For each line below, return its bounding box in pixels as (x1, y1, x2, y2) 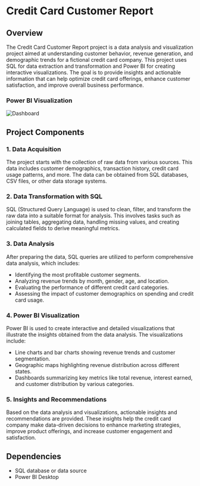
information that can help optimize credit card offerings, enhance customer (6, 76, 190, 82)
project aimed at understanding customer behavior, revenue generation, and (6, 50, 193, 57)
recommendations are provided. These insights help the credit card (6, 415, 171, 422)
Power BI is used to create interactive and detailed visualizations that (6, 324, 175, 331)
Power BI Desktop (14, 473, 59, 480)
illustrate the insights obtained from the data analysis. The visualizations (6, 331, 183, 338)
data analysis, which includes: (6, 259, 80, 266)
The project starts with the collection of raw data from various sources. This (6, 158, 193, 165)
